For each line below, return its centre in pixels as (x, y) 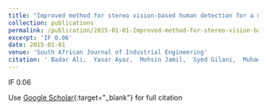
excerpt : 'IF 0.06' (41, 38)
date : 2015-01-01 (37, 45)
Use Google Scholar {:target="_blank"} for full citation (95, 97)
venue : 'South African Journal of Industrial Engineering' (108, 52)
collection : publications (51, 23)
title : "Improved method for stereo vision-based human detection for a (131, 15)
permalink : (26, 30)
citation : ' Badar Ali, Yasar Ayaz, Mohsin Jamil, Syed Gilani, (122, 60)
